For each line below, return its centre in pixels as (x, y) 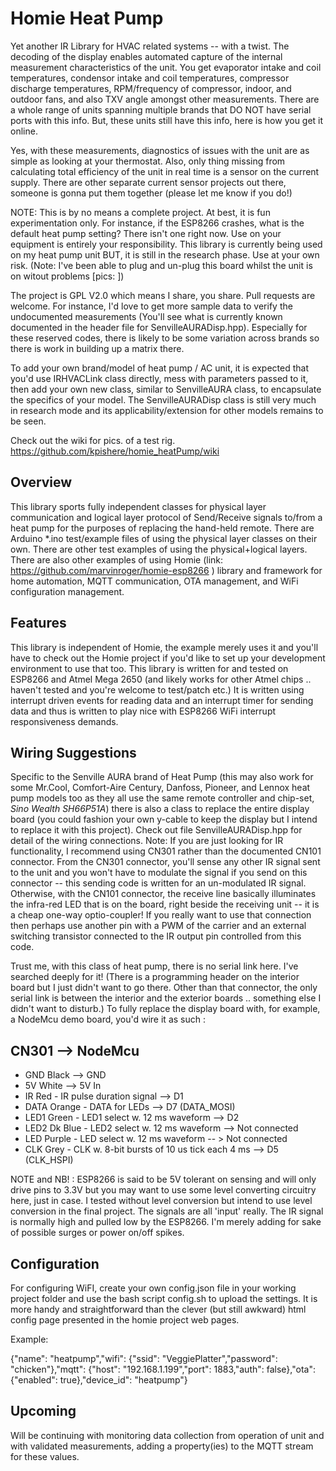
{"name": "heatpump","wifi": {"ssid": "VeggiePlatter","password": (144, 1358)
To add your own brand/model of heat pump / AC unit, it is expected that (159, 368)
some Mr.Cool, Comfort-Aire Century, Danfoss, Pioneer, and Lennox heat (160, 788)
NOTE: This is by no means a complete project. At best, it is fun (140, 212)
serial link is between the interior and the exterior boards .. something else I (166, 998)
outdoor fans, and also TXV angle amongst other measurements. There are (165, 99)
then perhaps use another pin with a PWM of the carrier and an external (158, 926)
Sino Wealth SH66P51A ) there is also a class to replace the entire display (160, 809)
